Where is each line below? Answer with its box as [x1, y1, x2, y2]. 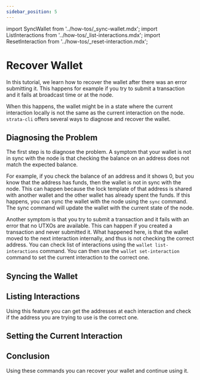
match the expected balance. [6, 161, 78, 168]
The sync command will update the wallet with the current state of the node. [6, 204, 194, 212]
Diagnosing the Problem [6, 132, 98, 143]
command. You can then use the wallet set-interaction [39, 248, 180, 255]
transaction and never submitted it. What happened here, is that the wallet [6, 228, 189, 236]
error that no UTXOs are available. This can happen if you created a [6, 222, 173, 230]
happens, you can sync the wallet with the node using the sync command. [6, 198, 188, 205]
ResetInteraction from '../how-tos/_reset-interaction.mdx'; [6, 38, 148, 45]
